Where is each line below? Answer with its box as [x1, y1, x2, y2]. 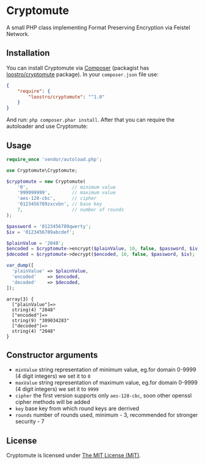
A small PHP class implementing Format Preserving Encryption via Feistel [6, 24, 190, 31]
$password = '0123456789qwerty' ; [6, 223, 92, 229]
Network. [6, 30, 30, 37]
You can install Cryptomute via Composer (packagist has [6, 64, 149, 71]
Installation [6, 48, 50, 59]
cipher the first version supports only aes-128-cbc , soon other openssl [15, 392, 192, 399]
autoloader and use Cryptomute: [6, 122, 88, 130]
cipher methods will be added [15, 399, 90, 406]
